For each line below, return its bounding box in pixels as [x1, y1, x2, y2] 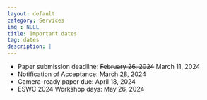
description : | [7, 43, 52, 50]
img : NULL [7, 23, 40, 30]
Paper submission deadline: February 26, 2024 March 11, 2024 [17, 63, 201, 70]
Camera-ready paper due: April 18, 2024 [17, 77, 136, 85]
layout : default [7, 10, 55, 18]
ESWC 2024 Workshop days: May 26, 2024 [17, 85, 145, 93]
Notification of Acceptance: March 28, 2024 [17, 70, 147, 78]
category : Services [7, 17, 65, 24]
